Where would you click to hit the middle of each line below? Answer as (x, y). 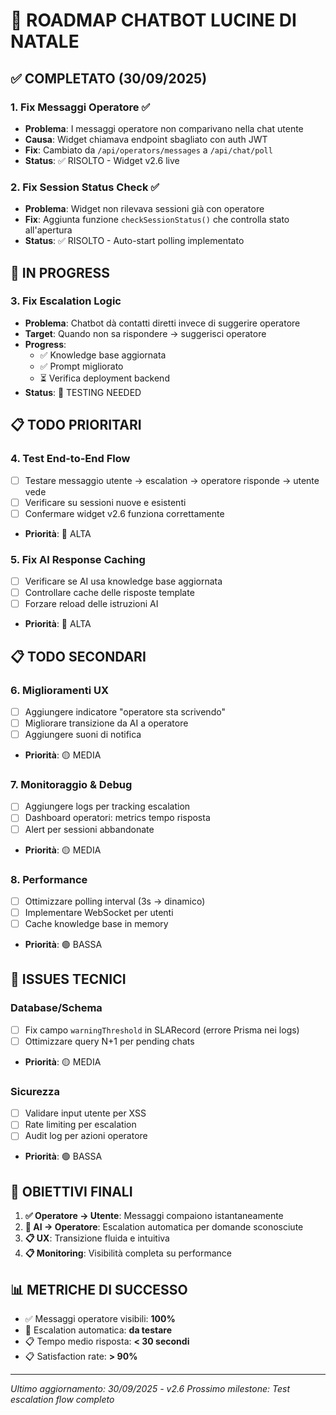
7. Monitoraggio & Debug (71, 785)
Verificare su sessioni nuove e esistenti (105, 502)
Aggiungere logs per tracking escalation (107, 806)
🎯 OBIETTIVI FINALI (71, 1191)
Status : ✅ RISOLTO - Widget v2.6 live (102, 160)
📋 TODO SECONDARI (78, 656)
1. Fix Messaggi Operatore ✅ (80, 107)
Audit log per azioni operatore (86, 1136)
